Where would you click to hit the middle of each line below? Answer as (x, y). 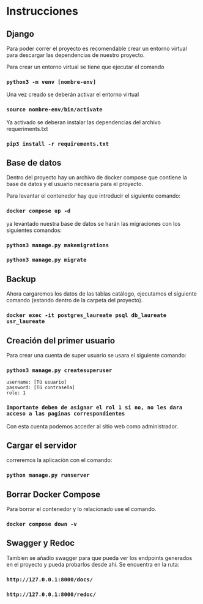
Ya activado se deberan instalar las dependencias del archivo (83, 122)
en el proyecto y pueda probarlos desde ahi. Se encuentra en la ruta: (93, 564)
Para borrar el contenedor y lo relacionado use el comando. (81, 509)
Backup (21, 279)
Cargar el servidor (42, 446)
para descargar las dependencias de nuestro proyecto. (76, 55)
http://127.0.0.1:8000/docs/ (50, 579)
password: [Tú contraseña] (41, 388)
